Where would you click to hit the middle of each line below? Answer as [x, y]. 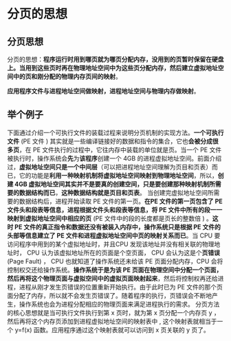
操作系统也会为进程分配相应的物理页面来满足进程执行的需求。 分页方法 [119, 304]
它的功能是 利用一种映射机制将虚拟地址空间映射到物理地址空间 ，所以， [118, 175]
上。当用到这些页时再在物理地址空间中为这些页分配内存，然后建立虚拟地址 [112, 68]
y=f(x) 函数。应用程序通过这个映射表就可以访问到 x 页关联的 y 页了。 [112, 329]
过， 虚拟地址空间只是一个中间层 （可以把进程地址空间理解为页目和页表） [109, 167]
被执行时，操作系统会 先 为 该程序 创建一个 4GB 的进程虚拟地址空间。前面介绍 [114, 158]
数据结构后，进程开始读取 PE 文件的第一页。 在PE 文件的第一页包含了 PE [121, 201]
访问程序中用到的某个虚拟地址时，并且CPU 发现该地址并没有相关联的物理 [111, 244]
